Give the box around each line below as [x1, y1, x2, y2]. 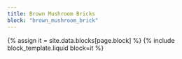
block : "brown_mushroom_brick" [7, 17, 99, 24]
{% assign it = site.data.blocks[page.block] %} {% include [7, 36, 175, 44]
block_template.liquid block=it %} [7, 44, 104, 52]
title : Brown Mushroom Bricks [7, 10, 96, 18]
